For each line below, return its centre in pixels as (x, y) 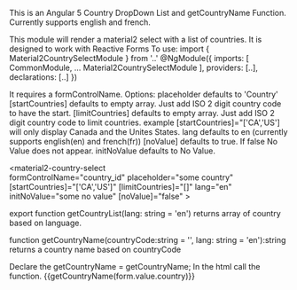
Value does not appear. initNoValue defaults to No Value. (112, 151)
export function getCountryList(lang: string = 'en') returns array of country (145, 213)
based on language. (46, 223)
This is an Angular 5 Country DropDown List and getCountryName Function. (148, 13)
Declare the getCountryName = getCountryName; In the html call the (135, 266)
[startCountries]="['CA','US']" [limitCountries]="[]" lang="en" (121, 187)
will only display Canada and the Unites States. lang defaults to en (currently (148, 132)
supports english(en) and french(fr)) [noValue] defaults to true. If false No (143, 141)
